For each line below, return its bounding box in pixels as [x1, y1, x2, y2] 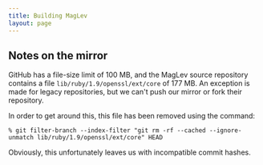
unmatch [8, 134, 34, 142]
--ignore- [208, 127, 242, 135]
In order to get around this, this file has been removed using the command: [8, 111, 255, 121]
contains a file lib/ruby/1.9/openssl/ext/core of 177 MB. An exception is [8, 78, 250, 88]
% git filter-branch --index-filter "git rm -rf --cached [8, 127, 206, 135]
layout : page [8, 19, 52, 27]
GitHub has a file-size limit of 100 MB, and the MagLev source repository [8, 70, 249, 80]
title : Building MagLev [8, 11, 88, 20]
